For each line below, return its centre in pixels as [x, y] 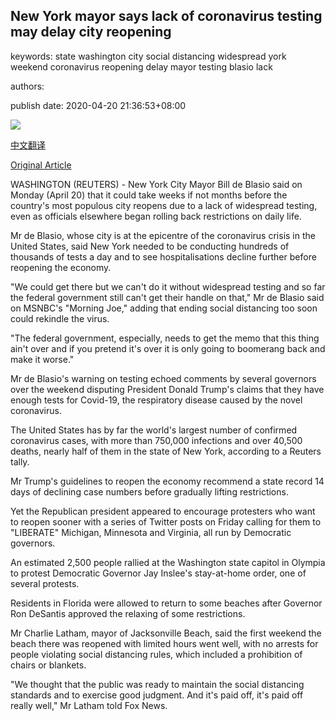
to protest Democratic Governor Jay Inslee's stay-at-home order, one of [158, 573]
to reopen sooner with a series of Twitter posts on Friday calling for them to [166, 521]
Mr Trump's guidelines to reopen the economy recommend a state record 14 [167, 481]
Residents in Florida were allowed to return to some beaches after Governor [166, 603]
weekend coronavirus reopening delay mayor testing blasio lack [141, 66]
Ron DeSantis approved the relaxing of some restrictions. [128, 613]
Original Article [41, 165]
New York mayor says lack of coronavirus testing [166, 16]
